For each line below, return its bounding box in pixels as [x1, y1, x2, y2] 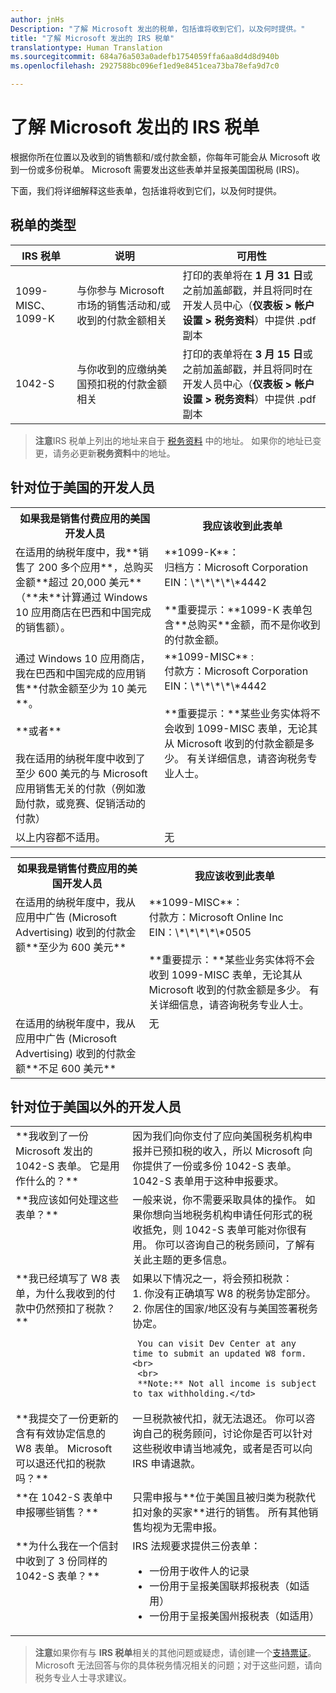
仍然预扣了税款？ [35, 1302, 117, 1316]
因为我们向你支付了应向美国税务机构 [132, 1129, 303, 1143]
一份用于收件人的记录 [149, 1564, 250, 1578]
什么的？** [25, 1174, 79, 1188]
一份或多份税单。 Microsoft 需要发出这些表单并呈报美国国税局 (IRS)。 [18, 163, 305, 175]
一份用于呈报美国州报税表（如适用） [149, 1609, 320, 1623]
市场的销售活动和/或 [76, 298, 172, 312]
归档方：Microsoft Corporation [164, 560, 309, 574]
